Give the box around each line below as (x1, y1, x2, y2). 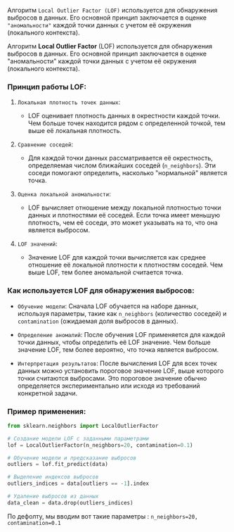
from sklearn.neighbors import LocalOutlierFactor (7, 422, 159, 429)
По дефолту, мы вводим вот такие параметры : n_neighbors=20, (7, 512, 198, 520)
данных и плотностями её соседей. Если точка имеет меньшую (27, 211, 221, 220)
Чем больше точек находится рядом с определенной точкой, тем (27, 119, 226, 127)
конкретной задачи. (17, 388, 78, 397)
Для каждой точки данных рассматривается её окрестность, (27, 154, 213, 163)
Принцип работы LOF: (7, 82, 86, 91)
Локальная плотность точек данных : (17, 98, 121, 106)
